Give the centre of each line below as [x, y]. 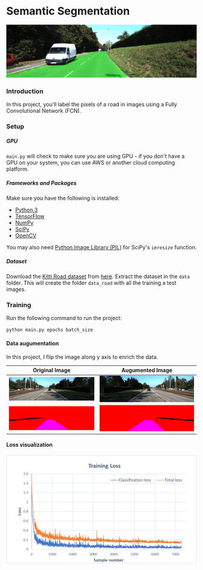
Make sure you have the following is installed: [63, 198]
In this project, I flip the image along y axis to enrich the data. [82, 357]
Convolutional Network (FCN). [44, 111]
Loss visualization [30, 445]
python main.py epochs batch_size [50, 330]
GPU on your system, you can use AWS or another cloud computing [91, 163]
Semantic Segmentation [68, 11]
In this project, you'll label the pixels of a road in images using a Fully [92, 105]
